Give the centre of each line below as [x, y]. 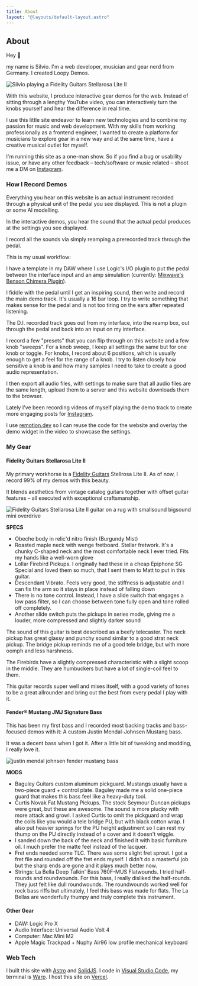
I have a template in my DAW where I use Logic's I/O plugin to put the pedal [98, 268]
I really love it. [23, 749]
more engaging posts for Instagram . [50, 413]
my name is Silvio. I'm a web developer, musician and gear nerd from [90, 67]
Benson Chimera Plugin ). [36, 281]
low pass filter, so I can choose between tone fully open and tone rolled [102, 602]
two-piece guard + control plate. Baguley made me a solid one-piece [99, 790]
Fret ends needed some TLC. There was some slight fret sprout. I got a [101, 853]
